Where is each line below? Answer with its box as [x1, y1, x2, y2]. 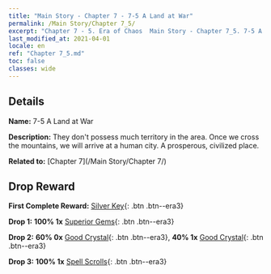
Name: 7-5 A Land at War [8, 116, 94, 126]
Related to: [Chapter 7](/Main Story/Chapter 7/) [8, 156, 167, 166]
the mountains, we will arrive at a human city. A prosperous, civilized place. [8, 140, 260, 150]
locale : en [8, 42, 45, 50]
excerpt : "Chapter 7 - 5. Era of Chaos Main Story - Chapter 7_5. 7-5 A [8, 27, 263, 35]
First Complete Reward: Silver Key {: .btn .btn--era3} [8, 201, 184, 211]
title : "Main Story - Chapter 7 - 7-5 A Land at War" [8, 11, 194, 20]
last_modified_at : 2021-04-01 [8, 34, 111, 43]
